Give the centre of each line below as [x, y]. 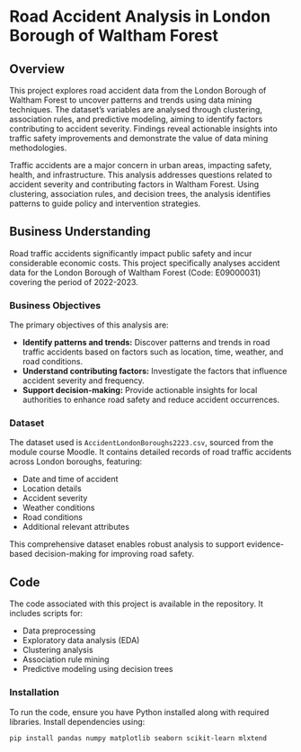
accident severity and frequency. [84, 380]
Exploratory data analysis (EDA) [81, 640]
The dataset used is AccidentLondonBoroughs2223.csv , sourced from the [142, 443]
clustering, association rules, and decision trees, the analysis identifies [140, 194]
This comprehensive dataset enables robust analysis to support [127, 544]
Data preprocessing [59, 631]
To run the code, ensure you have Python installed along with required [139, 712]
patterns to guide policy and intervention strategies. [105, 203]
